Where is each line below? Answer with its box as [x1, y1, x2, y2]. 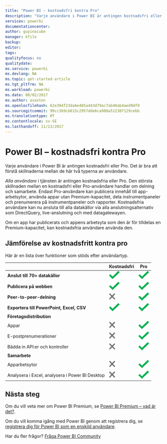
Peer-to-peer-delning [7, 294, 56, 300]
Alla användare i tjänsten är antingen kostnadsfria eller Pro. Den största [5, 177, 152, 183]
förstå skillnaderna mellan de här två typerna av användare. [5, 168, 128, 174]
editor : [5, 45, 21, 50]
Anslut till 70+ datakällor [7, 272, 60, 278]
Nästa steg [5, 390, 40, 398]
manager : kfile [5, 34, 37, 39]
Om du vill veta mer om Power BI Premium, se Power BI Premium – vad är [5, 403, 156, 409]
